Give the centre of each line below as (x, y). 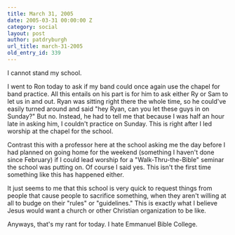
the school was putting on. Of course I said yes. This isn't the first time (109, 167)
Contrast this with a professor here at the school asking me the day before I (116, 145)
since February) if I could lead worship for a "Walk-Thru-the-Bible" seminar (116, 159)
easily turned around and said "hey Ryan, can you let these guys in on (108, 109)
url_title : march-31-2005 (45, 46)
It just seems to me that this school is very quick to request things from (110, 188)
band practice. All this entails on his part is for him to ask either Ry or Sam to (118, 94)
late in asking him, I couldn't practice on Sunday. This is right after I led (110, 123)
